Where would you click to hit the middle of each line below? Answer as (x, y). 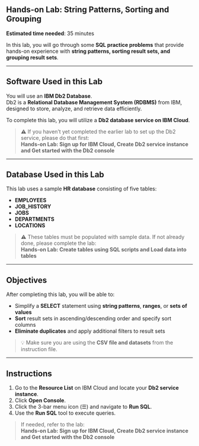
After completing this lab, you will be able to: (60, 294)
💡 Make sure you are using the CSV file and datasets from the (97, 343)
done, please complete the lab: (58, 243)
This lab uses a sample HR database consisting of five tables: (81, 189)
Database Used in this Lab (55, 175)
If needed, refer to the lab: (52, 425)
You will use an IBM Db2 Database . (49, 96)
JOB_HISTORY (33, 206)
